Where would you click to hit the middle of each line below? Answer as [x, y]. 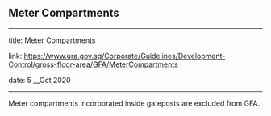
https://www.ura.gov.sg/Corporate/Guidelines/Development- [125, 56]
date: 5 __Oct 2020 [40, 80]
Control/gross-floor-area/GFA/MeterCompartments [94, 64]
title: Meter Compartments [52, 40]
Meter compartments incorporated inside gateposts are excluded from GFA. [134, 103]
